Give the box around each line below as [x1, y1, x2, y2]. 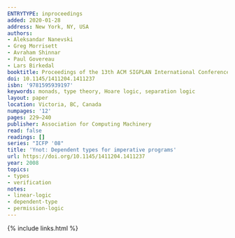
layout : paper [7, 95, 49, 102]
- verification [7, 179, 52, 186]
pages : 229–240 [7, 114, 52, 121]
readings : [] [7, 133, 45, 140]
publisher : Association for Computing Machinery [7, 120, 152, 128]
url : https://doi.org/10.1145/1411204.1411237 [7, 153, 145, 161]
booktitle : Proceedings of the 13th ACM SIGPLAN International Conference [7, 68, 230, 75]
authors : [7, 29, 33, 37]
